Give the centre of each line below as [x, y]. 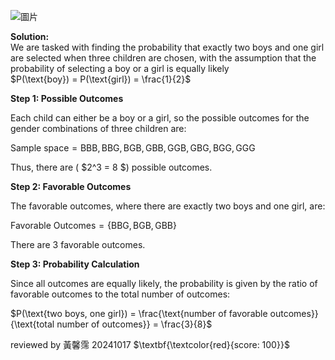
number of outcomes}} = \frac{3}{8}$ [134, 324]
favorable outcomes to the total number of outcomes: [120, 294]
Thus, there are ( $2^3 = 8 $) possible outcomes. [111, 167]
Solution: [30, 36]
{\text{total [32, 324]
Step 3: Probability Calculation [75, 264]
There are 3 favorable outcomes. [78, 244]
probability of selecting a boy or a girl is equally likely [120, 68]
